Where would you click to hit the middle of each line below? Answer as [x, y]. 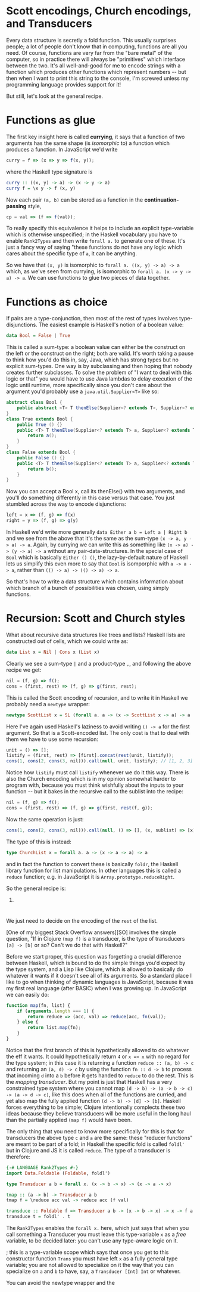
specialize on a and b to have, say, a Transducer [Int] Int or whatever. [93, 1271]
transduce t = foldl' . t [38, 1217]
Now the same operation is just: [45, 819]
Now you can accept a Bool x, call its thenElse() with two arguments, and [96, 492]
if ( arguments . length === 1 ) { [56, 1011]
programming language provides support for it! [64, 84]
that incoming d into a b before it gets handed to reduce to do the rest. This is [100, 1075]
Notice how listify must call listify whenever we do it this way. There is [98, 772]
